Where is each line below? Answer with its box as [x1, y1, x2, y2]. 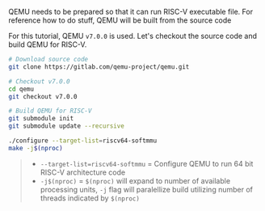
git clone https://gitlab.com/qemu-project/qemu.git [8, 62, 190, 71]
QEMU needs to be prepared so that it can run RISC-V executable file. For [8, 7, 253, 16]
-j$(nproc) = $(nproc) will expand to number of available [40, 175, 231, 185]
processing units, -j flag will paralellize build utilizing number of [40, 184, 253, 194]
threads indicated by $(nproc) [40, 193, 140, 203]
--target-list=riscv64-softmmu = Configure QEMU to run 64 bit [40, 158, 254, 168]
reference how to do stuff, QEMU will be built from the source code [8, 15, 232, 25]
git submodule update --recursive [8, 122, 125, 130]
